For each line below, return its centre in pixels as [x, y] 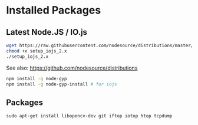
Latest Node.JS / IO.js [47, 32]
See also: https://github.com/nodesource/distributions [72, 68]
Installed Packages [54, 10]
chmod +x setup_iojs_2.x [37, 51]
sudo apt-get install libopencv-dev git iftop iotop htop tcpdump [89, 116]
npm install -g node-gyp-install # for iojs [62, 84]
